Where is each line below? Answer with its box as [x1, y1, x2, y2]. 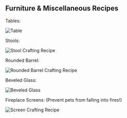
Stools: [5, 37, 20, 43]
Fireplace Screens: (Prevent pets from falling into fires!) [5, 97, 122, 103]
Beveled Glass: [5, 77, 37, 83]
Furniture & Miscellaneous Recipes [5, 4, 119, 13]
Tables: [5, 17, 21, 23]
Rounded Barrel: [5, 57, 40, 63]
